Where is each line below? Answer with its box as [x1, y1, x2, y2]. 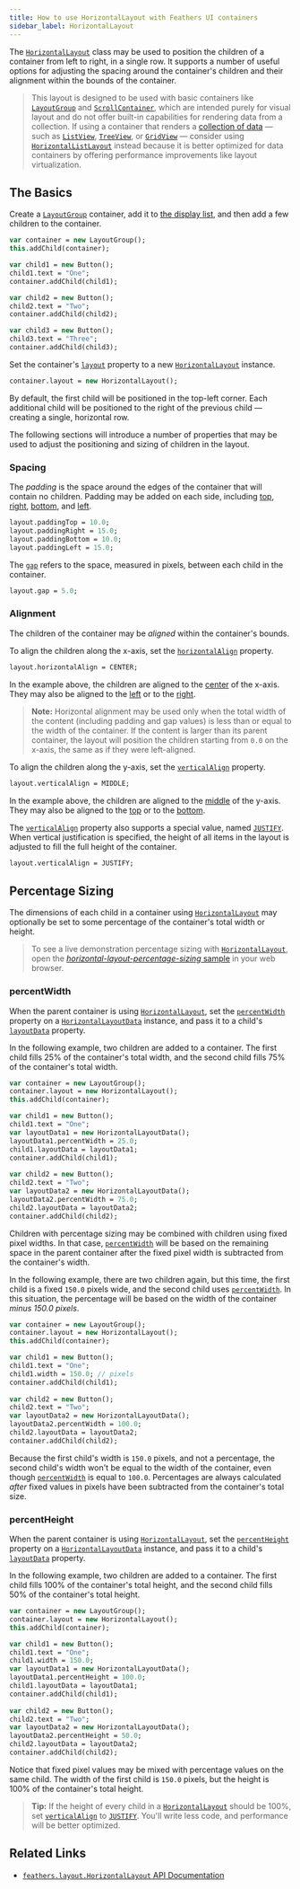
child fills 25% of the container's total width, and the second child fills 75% [9, 1052, 286, 1063]
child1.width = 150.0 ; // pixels [9, 1369, 134, 1379]
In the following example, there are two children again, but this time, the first [9, 1274, 290, 1284]
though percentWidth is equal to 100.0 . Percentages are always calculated [9, 1471, 282, 1482]
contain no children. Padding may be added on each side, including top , [9, 491, 275, 502]
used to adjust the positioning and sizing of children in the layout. [9, 438, 251, 449]
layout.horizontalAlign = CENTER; [9, 662, 139, 672]
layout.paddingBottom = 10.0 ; [9, 534, 123, 543]
